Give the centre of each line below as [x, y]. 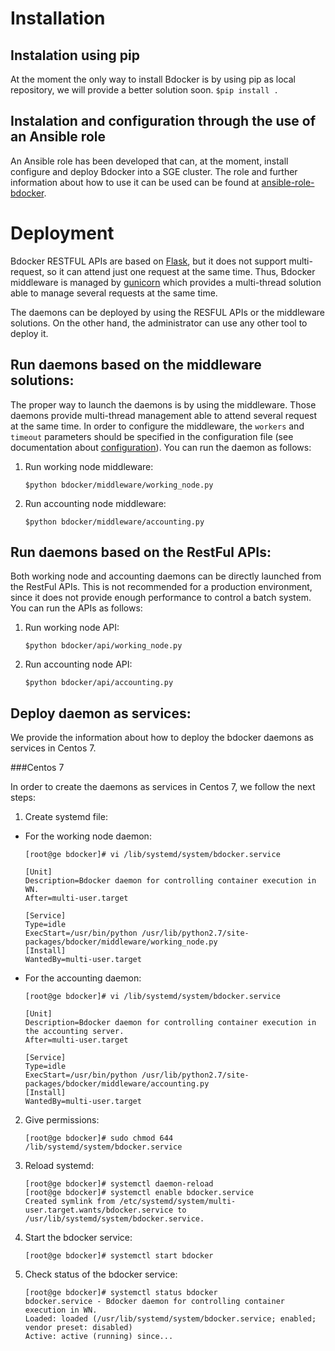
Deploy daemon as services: [101, 713]
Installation [58, 18]
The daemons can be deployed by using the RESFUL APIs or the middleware [167, 312]
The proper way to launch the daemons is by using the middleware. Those [163, 404]
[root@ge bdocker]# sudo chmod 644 [99, 1138]
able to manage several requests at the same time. [114, 293]
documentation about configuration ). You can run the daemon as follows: [161, 447]
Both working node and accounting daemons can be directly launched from [166, 576]
